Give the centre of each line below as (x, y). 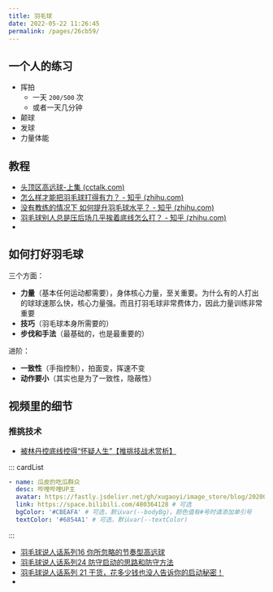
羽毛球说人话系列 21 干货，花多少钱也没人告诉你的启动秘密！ (122, 572)
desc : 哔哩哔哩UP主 (45, 490)
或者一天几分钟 (57, 107)
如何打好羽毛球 (46, 254)
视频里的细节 (41, 406)
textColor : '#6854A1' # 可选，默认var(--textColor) (102, 520)
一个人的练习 (41, 66)
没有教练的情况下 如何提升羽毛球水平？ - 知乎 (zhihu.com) (117, 207)
